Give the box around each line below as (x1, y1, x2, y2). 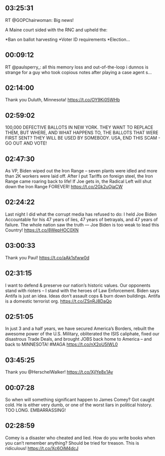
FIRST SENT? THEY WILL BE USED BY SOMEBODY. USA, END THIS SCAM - (5, 135, 161, 141)
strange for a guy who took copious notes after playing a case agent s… (5, 69, 152, 75)
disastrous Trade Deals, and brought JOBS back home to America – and (5, 336, 152, 342)
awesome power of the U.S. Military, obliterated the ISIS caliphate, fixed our (5, 331, 160, 337)
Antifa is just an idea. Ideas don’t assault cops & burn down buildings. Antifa (5, 293, 160, 299)
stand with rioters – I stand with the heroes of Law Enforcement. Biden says (5, 288, 160, 294)
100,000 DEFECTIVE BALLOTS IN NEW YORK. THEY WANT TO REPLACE (5, 124, 154, 131)
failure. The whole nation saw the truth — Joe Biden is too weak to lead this (5, 222, 160, 228)
